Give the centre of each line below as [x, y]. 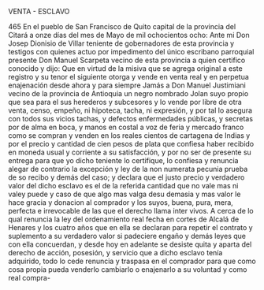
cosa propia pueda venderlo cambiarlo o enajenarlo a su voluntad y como [128, 270]
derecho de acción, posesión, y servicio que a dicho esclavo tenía [115, 253]
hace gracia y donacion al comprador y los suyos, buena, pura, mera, [121, 203]
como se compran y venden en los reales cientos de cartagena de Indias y [129, 136]
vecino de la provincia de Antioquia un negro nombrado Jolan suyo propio [128, 93]
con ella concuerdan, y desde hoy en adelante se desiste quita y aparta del [130, 244]
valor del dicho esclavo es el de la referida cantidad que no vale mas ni [123, 186]
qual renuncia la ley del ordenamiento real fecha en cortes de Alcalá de [124, 219]
